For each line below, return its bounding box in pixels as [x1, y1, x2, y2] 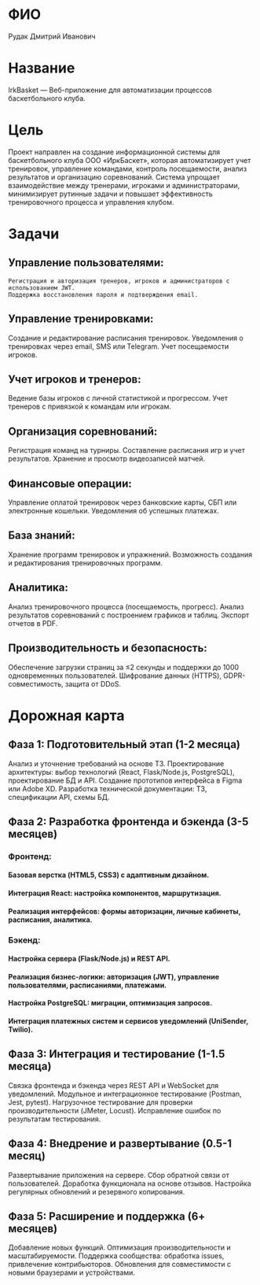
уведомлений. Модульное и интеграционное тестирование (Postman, [8, 1089, 242, 1098]
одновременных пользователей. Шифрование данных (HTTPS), [8, 671, 222, 680]
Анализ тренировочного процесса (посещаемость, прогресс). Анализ [8, 602, 244, 611]
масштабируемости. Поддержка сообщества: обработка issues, [8, 1251, 225, 1261]
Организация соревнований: [8, 424, 158, 438]
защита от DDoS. [64, 679, 122, 688]
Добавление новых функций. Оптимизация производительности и [8, 1242, 232, 1253]
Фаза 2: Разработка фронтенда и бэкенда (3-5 [8, 815, 249, 828]
